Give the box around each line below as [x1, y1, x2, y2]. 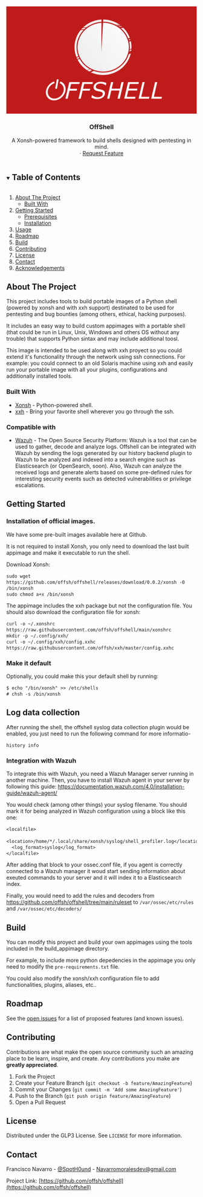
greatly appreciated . [6, 1061, 59, 1068]
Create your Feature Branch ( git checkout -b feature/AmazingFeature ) [14, 1079, 193, 1086]
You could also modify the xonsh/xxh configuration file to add [6, 975, 160, 982]
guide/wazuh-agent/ [6, 789, 57, 797]
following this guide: [6, 783, 57, 790]
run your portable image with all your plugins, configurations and [6, 366, 167, 373]
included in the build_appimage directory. [6, 944, 109, 952]
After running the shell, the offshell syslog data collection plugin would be [6, 723, 190, 731]
